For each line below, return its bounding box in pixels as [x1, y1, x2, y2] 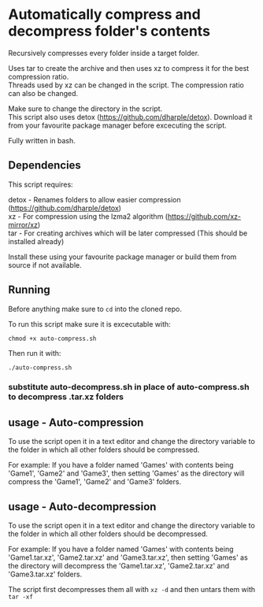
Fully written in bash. [8, 135, 76, 145]
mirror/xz [8, 220, 38, 229]
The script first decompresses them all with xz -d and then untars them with [8, 585, 256, 594]
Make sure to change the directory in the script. [8, 104, 163, 113]
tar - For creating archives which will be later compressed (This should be [8, 228, 248, 238]
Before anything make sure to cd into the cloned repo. [8, 304, 183, 313]
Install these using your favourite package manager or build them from [8, 252, 237, 261]
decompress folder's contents [8, 22, 211, 40]
